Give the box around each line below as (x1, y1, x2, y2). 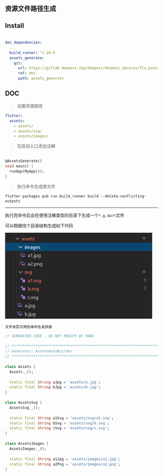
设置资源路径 (16, 103, 43, 108)
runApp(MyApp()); (9, 169, 45, 174)
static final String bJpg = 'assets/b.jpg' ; (9, 385, 101, 390)
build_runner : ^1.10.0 (9, 50, 55, 55)
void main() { (5, 164, 34, 169)
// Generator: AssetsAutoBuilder (5, 349, 73, 354)
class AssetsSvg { (5, 400, 42, 405)
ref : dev (17, 71, 36, 76)
